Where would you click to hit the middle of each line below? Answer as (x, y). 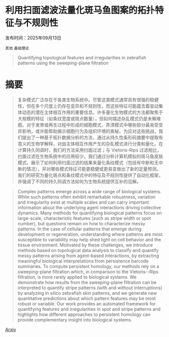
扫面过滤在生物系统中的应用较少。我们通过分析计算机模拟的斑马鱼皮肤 (90, 156)
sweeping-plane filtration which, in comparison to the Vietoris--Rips (88, 272)
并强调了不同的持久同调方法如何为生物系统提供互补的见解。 (79, 181)
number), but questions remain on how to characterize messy (81, 223)
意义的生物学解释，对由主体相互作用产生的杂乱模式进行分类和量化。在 (90, 143)
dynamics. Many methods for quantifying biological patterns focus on (90, 213)
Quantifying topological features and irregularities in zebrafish (82, 57)
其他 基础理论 (17, 48)
